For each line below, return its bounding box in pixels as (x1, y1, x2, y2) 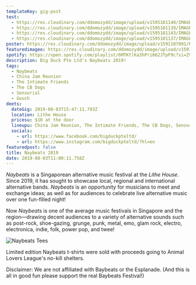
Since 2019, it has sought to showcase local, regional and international (6, 178, 175, 185)
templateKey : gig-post (6, 8, 61, 15)
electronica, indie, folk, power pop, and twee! (6, 226, 115, 233)
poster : (6, 41, 25, 47)
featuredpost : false (6, 144, 57, 150)
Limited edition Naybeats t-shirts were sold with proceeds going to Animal (6, 249, 184, 256)
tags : (6, 62, 19, 69)
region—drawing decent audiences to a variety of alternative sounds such (6, 214, 184, 221)
